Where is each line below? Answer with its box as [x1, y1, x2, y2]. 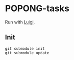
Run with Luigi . [5, 19, 35, 25]
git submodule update [5, 50, 49, 55]
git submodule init [5, 46, 45, 51]
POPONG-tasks [5, 3, 70, 14]
